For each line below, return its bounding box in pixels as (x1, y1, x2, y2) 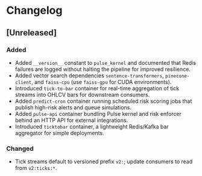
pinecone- (165, 73, 190, 79)
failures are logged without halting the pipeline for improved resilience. (14, 65, 191, 73)
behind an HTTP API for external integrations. (14, 117, 128, 124)
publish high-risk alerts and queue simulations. (14, 103, 131, 111)
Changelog (6, 4, 63, 17)
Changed (6, 144, 34, 153)
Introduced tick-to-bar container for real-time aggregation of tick (14, 85, 180, 92)
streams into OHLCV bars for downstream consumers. (14, 91, 150, 98)
